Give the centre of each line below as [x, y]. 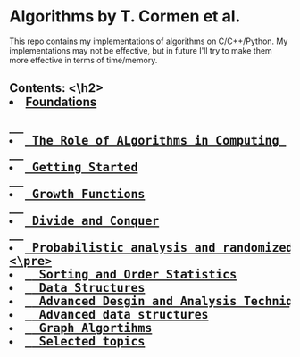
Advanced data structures [124, 315]
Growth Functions [88, 195]
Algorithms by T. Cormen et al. [125, 17]
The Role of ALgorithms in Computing [155, 141]
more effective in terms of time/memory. [83, 60]
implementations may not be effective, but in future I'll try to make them [141, 50]
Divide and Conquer [96, 221]
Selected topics [92, 342]
